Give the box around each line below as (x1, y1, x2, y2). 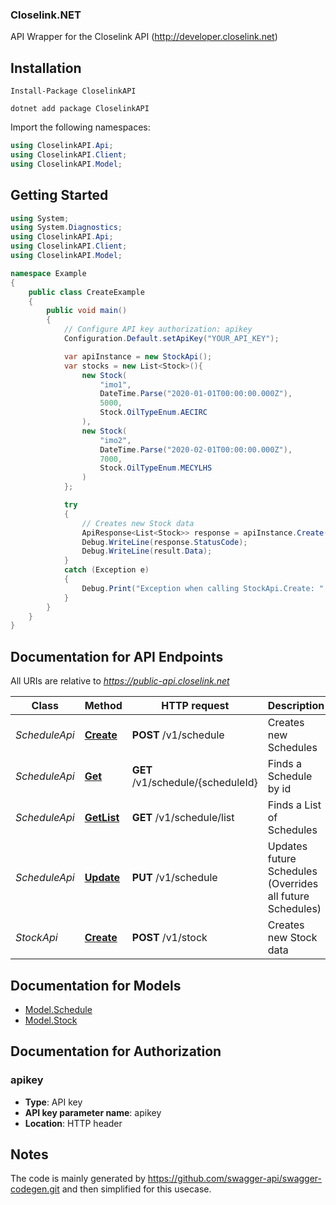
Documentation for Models (10, 977, 182, 994)
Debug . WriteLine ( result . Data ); (81, 546, 213, 557)
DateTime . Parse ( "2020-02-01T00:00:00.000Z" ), (99, 444, 293, 455)
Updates (267, 839, 308, 853)
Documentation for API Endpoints (10, 648, 224, 665)
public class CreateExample (28, 287, 145, 297)
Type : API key (24, 1096, 83, 1108)
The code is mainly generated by (10, 1173, 146, 1185)
